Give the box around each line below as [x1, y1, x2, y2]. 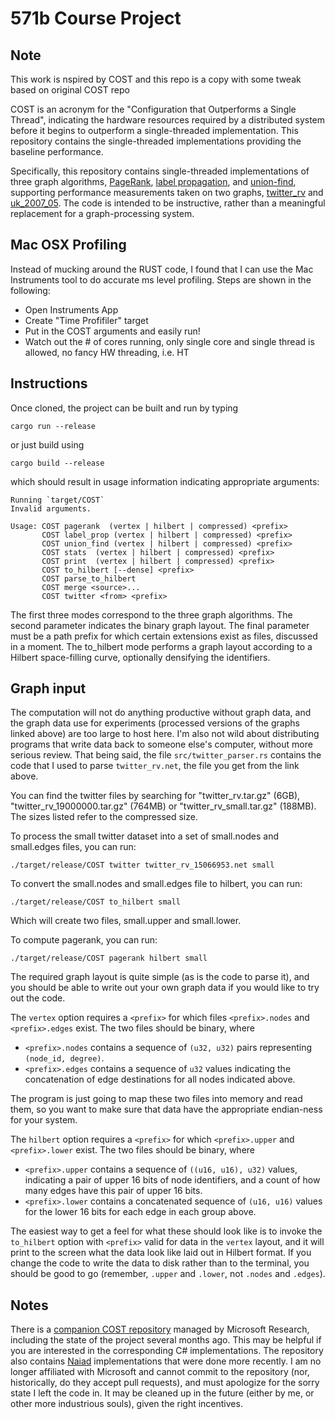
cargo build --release [10, 458, 105, 468]
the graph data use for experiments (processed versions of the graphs [10, 717, 300, 729]
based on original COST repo [10, 84, 130, 96]
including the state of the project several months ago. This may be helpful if [10, 1334, 322, 1346]
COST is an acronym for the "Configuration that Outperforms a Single [10, 103, 297, 115]
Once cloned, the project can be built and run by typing [10, 402, 239, 414]
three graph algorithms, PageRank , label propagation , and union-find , [10, 176, 297, 187]
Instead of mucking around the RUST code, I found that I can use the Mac [10, 263, 314, 275]
